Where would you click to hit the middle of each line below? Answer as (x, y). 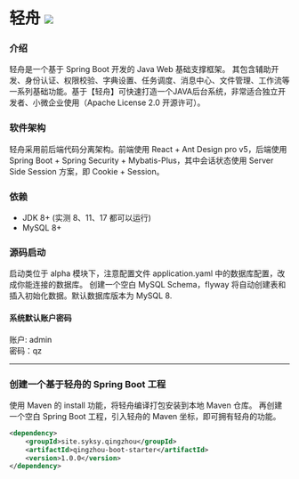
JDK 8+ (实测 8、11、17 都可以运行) (86, 218)
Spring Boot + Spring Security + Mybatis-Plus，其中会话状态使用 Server (141, 160)
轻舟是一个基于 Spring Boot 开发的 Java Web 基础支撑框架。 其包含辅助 (140, 69)
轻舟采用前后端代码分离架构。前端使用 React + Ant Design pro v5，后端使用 (148, 149)
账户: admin (31, 339)
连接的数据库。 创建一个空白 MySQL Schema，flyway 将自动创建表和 (159, 285)
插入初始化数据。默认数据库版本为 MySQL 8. (91, 296)
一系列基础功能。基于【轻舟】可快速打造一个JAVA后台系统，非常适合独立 (144, 92)
